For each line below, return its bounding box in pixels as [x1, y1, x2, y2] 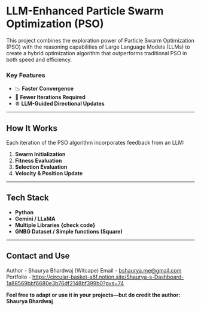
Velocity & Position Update [14, 170, 83, 177]
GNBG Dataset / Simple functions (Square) [14, 228, 123, 235]
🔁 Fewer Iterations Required [14, 94, 86, 101]
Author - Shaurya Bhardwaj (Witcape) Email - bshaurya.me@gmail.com [6, 267, 182, 274]
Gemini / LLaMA [14, 215, 56, 222]
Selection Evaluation [14, 163, 68, 171]
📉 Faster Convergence [14, 85, 74, 92]
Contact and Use [6, 251, 70, 261]
